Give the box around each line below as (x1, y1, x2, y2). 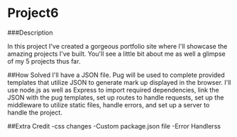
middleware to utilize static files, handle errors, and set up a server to (7, 100, 210, 109)
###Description (7, 28, 53, 37)
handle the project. (7, 108, 62, 117)
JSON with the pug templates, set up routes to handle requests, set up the (7, 93, 224, 102)
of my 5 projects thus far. (7, 56, 81, 65)
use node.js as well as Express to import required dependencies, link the (7, 85, 219, 94)
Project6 (7, 5, 59, 21)
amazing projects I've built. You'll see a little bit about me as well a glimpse (7, 49, 226, 58)
